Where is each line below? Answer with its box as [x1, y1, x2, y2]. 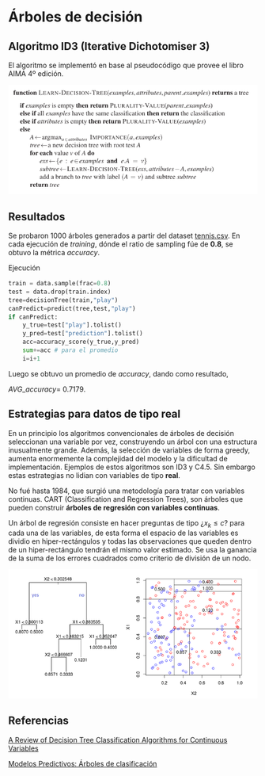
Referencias [8, 714, 70, 728]
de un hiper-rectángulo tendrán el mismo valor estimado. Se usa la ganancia [8, 545, 257, 555]
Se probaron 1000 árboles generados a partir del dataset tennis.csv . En [8, 231, 240, 241]
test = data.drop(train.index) [8, 288, 112, 296]
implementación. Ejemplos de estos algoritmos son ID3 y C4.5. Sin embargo [8, 462, 256, 472]
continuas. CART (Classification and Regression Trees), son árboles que [8, 494, 244, 503]
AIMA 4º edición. [8, 69, 64, 78]
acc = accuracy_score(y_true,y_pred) [22, 338, 140, 346]
